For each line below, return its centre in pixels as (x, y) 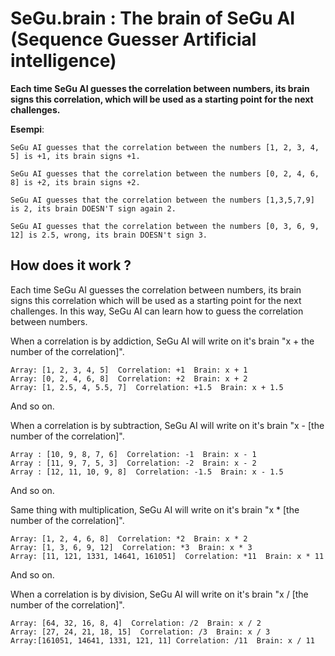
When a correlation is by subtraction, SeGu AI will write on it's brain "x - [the (167, 425)
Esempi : (27, 129)
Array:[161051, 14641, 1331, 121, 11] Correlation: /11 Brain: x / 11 (162, 640)
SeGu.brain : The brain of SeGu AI (153, 18)
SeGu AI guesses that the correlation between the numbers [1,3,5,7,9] (162, 200)
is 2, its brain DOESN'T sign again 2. (93, 208)
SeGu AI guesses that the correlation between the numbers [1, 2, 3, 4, (165, 147)
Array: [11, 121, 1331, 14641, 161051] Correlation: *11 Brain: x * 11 (167, 556)
